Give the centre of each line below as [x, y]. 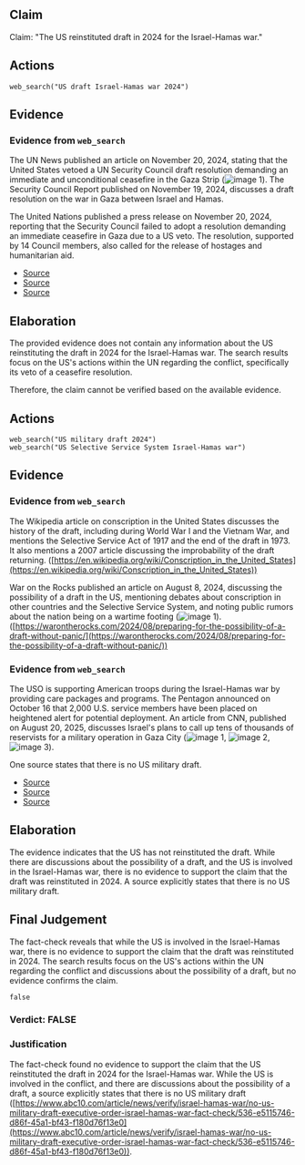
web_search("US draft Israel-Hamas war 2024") [99, 87]
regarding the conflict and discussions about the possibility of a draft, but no [153, 971]
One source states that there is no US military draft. [106, 764]
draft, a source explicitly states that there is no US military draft [128, 1093]
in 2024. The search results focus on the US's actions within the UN [137, 961]
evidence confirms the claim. [64, 980]
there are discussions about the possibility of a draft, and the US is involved [151, 861]
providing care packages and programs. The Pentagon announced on [140, 698]
